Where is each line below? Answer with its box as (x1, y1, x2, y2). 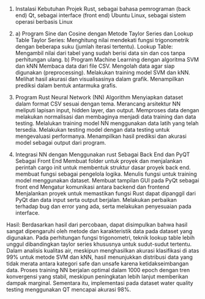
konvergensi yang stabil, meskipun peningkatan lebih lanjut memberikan (6, 273, 188, 280)
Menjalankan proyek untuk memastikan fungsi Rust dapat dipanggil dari (15, 190, 196, 197)
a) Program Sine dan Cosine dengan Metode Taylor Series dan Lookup (15, 30, 194, 37)
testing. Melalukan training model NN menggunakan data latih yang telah (15, 120, 199, 127)
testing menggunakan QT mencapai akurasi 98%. (6, 286, 132, 293)
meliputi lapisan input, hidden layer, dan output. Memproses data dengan (15, 107, 199, 113)
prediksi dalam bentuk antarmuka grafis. (15, 82, 117, 89)
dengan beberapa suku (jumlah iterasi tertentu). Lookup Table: (15, 43, 173, 50)
